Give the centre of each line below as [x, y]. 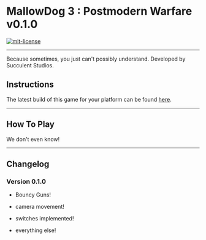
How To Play [31, 125]
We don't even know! [33, 139]
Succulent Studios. [30, 65]
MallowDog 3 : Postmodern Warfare [99, 11]
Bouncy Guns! [33, 195]
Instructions [30, 85]
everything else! [36, 230]
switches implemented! [44, 219]
